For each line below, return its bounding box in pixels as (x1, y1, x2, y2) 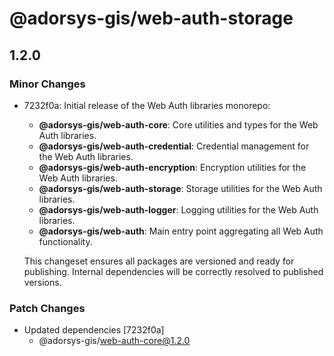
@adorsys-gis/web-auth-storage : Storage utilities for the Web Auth (38, 182, 323, 194)
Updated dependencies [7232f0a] (23, 324, 165, 336)
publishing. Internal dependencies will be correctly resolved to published (23, 265, 324, 277)
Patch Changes (9, 301, 86, 315)
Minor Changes (9, 77, 86, 91)
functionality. (38, 235, 93, 247)
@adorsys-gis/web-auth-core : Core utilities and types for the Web (38, 118, 319, 131)
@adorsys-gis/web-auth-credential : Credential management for (38, 140, 310, 152)
